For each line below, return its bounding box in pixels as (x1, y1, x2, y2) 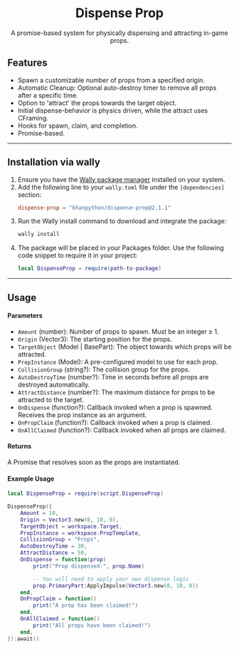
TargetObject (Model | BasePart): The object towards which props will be (17, 342, 232, 351)
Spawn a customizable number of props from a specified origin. (17, 76, 205, 84)
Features (7, 57, 48, 69)
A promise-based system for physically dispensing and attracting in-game (10, 29, 229, 37)
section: (17, 190, 42, 199)
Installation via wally (7, 156, 101, 168)
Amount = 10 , (20, 509, 59, 516)
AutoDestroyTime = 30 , (20, 543, 87, 550)
